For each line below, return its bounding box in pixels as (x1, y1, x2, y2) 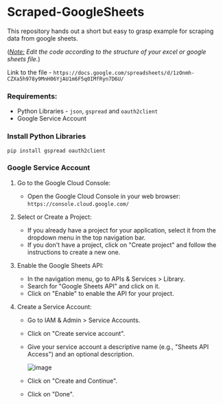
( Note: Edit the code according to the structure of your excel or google (7, 47, 207, 56)
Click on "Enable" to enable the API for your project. (27, 289, 174, 297)
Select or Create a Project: (16, 213, 92, 221)
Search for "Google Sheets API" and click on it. (27, 281, 161, 290)
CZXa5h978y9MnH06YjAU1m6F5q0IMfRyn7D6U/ (7, 75, 125, 83)
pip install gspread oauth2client (7, 147, 106, 154)
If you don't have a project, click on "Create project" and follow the (27, 240, 217, 248)
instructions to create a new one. (27, 248, 121, 256)
